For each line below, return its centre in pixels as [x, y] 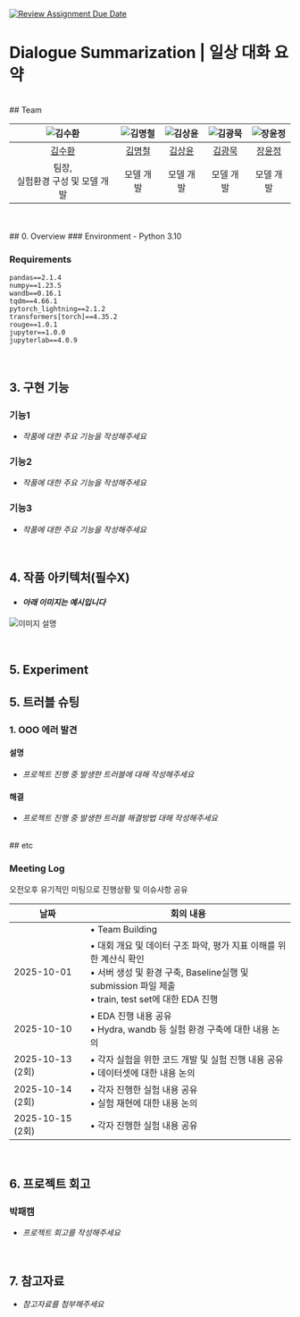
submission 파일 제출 [133, 985]
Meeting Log [37, 869]
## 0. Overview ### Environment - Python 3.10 [96, 236]
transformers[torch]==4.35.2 [63, 317]
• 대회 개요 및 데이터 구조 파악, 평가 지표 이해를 [183, 945]
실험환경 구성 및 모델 [57, 181]
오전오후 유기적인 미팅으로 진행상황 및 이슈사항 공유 [99, 889]
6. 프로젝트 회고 [50, 1183]
